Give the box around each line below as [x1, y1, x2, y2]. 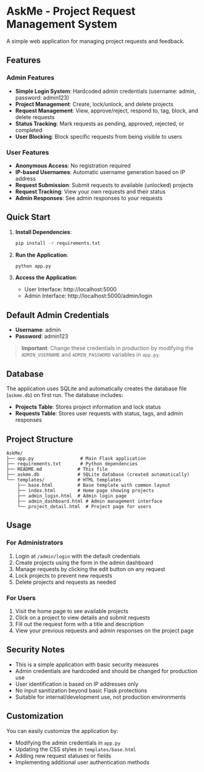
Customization [6, 711, 64, 721]
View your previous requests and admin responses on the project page [15, 627, 194, 634]
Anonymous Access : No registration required [15, 162, 131, 169]
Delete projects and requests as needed [15, 578, 116, 586]
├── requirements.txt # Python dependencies [6, 461, 138, 467]
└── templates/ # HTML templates [6, 476, 122, 483]
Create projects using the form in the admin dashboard [15, 559, 154, 566]
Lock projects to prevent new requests [15, 572, 112, 579]
